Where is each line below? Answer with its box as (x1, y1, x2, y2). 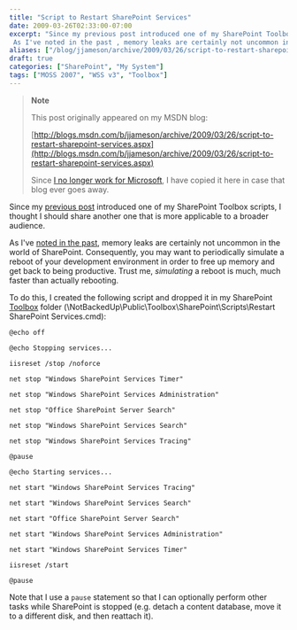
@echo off (9, 328, 46, 337)
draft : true (9, 54, 53, 63)
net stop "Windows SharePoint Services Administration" (9, 390, 219, 399)
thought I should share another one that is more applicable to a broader (9, 210, 270, 222)
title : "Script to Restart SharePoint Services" (9, 12, 192, 22)
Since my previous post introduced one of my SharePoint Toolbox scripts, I (9, 201, 282, 212)
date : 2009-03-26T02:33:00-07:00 (9, 21, 133, 30)
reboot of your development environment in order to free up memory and (9, 256, 276, 267)
